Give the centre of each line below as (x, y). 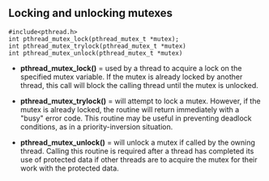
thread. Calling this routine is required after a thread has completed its (137, 151)
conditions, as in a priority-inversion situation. (96, 126)
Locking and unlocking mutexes (90, 13)
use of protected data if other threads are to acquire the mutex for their (139, 159)
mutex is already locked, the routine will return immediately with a (130, 109)
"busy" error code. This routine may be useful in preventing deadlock (136, 118)
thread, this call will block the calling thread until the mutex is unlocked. (139, 85)
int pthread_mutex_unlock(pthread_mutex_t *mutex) (96, 53)
